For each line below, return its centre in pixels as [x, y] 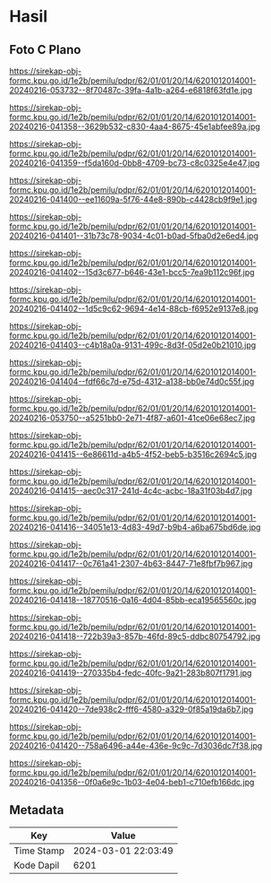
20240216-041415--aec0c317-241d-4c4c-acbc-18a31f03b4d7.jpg [131, 491]
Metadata [37, 810]
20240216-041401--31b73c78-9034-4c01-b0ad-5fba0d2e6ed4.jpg [134, 236]
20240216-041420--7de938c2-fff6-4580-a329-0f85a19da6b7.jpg [131, 709]
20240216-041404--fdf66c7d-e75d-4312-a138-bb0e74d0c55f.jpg [132, 381]
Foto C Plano [45, 50]
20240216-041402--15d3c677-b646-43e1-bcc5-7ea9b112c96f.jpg [132, 272]
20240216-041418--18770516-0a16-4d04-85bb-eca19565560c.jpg [133, 600]
